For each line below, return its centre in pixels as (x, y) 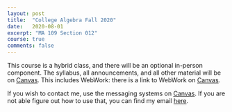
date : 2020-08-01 (35, 26)
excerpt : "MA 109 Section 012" (52, 33)
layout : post (26, 13)
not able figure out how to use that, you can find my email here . (98, 101)
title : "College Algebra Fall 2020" (62, 20)
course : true (26, 39)
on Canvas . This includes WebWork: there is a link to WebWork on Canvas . (114, 80)
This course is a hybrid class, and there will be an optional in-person (105, 65)
